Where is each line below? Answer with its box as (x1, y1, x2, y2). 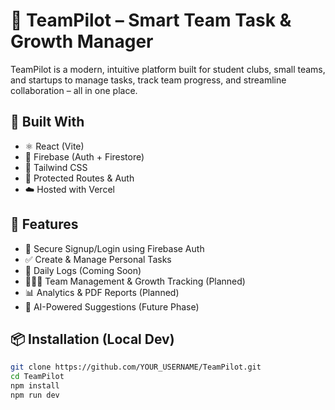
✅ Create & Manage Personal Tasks (24, 253, 172, 265)
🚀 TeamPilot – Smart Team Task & (10, 9, 292, 32)
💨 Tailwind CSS (24, 161, 88, 173)
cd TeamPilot (10, 372, 65, 382)
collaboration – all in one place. (10, 84, 138, 96)
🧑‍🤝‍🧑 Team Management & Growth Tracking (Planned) (24, 275, 246, 287)
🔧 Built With (10, 114, 85, 131)
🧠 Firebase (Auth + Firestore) (24, 150, 145, 163)
